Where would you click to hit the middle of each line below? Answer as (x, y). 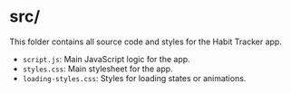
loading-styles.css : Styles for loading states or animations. (134, 78)
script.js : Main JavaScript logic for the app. (106, 59)
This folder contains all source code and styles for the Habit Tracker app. (146, 42)
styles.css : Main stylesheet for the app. (98, 69)
